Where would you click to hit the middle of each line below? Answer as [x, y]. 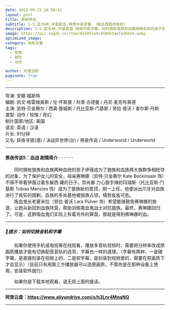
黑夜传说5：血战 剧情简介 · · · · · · [39, 158]
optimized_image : [24, 39]
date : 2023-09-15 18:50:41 [34, 10]
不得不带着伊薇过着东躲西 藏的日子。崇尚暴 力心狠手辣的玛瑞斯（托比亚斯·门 [85, 182]
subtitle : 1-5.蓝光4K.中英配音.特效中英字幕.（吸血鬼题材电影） [66, 24]
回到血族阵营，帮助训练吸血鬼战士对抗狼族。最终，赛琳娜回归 [96, 208]
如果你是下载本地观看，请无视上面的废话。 [58, 282]
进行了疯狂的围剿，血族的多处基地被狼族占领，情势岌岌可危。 [70, 195]
